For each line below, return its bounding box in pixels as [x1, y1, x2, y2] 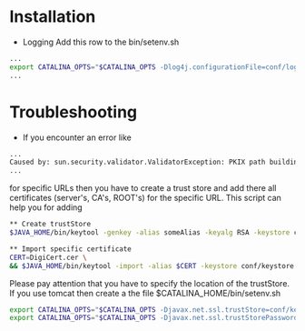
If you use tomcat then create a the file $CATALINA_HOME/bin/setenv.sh [9, 287, 281, 298]
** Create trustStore [9, 220, 92, 229]
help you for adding [9, 202, 84, 213]
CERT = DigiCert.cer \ [9, 253, 88, 262]
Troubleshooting [9, 102, 138, 122]
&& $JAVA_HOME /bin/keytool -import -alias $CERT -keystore [9, 261, 238, 270]
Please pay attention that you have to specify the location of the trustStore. [9, 277, 290, 288]
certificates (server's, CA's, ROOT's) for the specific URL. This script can [9, 193, 281, 204]
